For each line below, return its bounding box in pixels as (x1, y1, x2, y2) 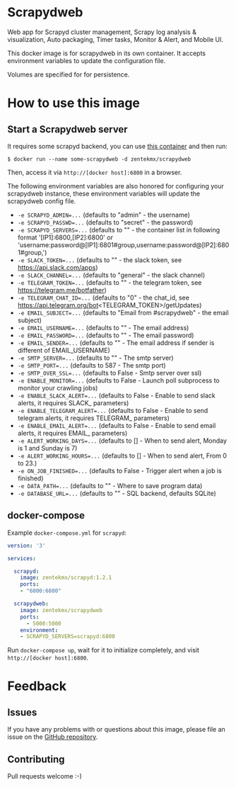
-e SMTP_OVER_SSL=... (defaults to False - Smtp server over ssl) (17, 368, 202, 377)
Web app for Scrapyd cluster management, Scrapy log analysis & (7, 28, 196, 36)
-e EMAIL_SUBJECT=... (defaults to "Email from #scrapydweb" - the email (17, 308, 229, 317)
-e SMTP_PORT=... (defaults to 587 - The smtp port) (17, 361, 166, 369)
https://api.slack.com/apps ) (17, 263, 98, 271)
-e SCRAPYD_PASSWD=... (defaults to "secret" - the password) (17, 217, 194, 227)
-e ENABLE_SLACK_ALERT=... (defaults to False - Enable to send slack (17, 391, 216, 400)
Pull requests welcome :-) (7, 772, 83, 781)
